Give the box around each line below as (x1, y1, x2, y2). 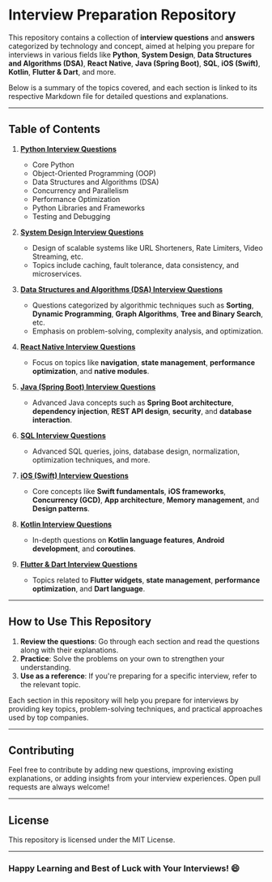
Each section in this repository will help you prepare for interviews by (8, 695, 239, 705)
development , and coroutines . (32, 544, 136, 553)
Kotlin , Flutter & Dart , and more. (8, 67, 117, 76)
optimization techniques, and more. (32, 454, 151, 464)
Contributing (8, 743, 74, 757)
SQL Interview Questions (19, 430, 107, 440)
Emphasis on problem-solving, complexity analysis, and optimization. (32, 326, 263, 336)
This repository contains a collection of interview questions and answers (8, 32, 255, 42)
